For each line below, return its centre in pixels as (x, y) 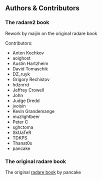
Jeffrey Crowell (28, 90)
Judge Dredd (26, 100)
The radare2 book (27, 22)
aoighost (21, 58)
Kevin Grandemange (33, 111)
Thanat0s (22, 143)
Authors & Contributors (42, 8)
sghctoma (23, 127)
